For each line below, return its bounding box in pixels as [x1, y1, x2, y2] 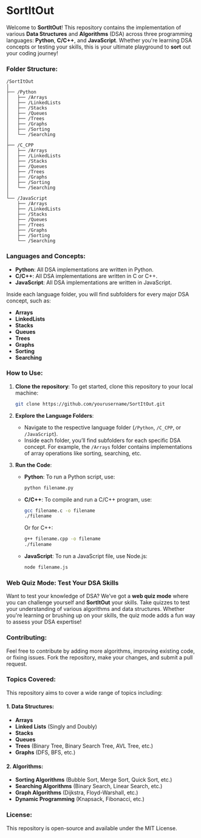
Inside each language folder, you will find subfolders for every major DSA [6, 290, 189, 298]
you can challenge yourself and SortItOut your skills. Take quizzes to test [6, 599, 190, 606]
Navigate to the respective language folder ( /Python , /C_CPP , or [24, 423, 182, 431]
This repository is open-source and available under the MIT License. [6, 824, 177, 832]
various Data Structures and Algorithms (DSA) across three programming [6, 30, 192, 37]
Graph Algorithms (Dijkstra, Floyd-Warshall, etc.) [15, 789, 138, 796]
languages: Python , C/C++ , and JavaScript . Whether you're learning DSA [6, 36, 192, 44]
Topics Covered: [6, 675, 56, 684]
